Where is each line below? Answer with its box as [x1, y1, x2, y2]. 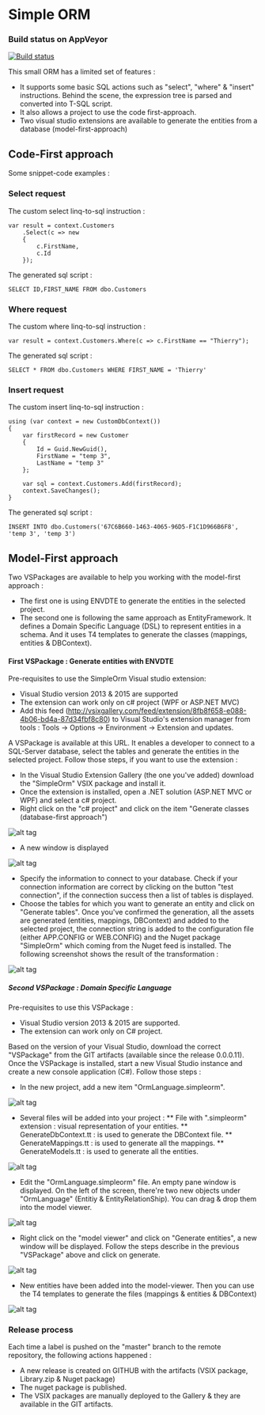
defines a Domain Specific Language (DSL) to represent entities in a [19, 621, 241, 631]
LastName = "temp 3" [36, 459, 104, 468]
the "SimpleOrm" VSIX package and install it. [19, 779, 166, 788]
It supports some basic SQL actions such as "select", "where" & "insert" [19, 82, 255, 92]
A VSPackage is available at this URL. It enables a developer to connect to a [8, 738, 256, 748]
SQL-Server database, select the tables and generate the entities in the [8, 746, 240, 757]
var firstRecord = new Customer [22, 431, 129, 440]
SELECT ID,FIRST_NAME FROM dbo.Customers [8, 285, 147, 294]
